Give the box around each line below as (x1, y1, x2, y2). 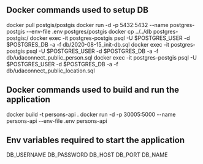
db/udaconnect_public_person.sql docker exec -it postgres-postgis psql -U (6, 53, 197, 61)
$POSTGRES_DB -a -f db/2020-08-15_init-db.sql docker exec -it (6, 41, 170, 48)
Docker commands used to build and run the (6, 85, 180, 95)
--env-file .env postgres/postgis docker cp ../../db (26, 28, 152, 35)
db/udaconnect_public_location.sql (6, 67, 95, 74)
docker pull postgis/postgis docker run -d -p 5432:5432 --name (6, 21, 169, 28)
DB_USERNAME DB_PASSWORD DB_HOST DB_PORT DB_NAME (6, 151, 168, 158)
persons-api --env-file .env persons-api (6, 117, 107, 125)
